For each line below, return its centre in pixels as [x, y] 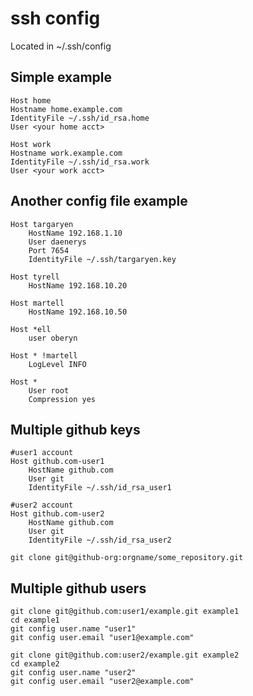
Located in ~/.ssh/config [61, 46]
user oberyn [53, 338]
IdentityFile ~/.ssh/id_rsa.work [80, 162]
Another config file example [99, 201]
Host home [31, 100]
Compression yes [62, 399]
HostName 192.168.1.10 [75, 233]
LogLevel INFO [57, 364]
